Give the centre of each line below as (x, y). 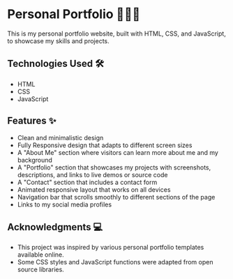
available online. (40, 255)
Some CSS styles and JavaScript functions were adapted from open (115, 262)
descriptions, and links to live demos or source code (92, 174)
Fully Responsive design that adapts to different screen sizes (105, 145)
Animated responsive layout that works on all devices (94, 189)
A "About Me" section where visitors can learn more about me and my (118, 152)
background (35, 160)
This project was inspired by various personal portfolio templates (111, 248)
